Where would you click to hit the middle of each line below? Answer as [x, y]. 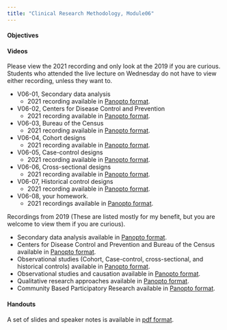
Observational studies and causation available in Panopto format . [108, 274]
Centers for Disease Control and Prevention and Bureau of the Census [116, 245]
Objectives [23, 36]
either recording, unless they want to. [60, 81]
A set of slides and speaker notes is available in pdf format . [91, 319]
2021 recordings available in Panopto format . [90, 204]
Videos [17, 51]
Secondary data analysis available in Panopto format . [92, 237]
